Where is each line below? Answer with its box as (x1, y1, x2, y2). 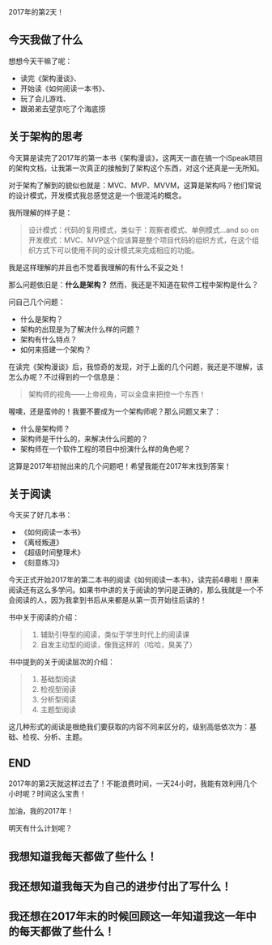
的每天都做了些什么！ (8, 925, 115, 939)
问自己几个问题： (8, 297, 66, 307)
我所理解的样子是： (8, 208, 73, 217)
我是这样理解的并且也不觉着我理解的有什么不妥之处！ (8, 262, 186, 272)
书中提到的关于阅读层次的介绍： (8, 657, 115, 667)
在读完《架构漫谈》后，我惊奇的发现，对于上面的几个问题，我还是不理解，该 (8, 362, 264, 372)
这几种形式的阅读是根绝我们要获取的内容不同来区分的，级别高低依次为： (8, 722, 249, 732)
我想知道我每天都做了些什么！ (8, 849, 158, 863)
